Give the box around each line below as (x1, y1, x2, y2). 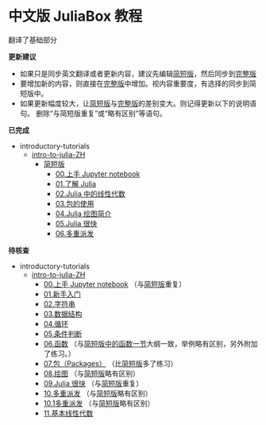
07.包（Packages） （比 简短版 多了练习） (43, 358, 178, 368)
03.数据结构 (43, 309, 83, 319)
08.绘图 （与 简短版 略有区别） (43, 369, 141, 378)
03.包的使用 (55, 199, 94, 208)
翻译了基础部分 (8, 35, 57, 44)
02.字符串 (43, 299, 75, 308)
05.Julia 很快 (55, 218, 98, 228)
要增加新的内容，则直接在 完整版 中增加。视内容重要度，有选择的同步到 (19, 79, 250, 88)
